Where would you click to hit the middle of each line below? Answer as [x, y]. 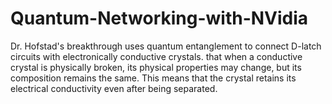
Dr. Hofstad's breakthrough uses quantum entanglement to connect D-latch [166, 46]
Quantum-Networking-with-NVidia [159, 18]
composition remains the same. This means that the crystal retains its [153, 78]
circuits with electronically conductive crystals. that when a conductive [156, 56]
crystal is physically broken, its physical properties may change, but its [156, 67]
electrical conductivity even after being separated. [114, 88]
